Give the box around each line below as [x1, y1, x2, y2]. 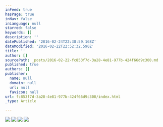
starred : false [5, 26, 37, 31]
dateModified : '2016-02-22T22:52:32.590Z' [5, 44, 94, 49]
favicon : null [9, 90, 39, 95]
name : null [9, 76, 32, 81]
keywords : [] [5, 30, 32, 35]
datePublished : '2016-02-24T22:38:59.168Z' [5, 39, 97, 44]
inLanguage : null [5, 21, 41, 26]
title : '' [5, 48, 26, 53]
